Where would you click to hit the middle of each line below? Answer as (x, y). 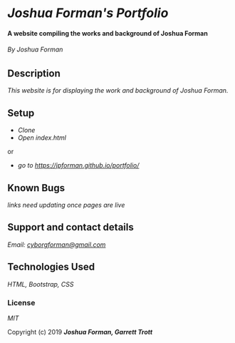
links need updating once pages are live (66, 205)
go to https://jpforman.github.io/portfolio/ (78, 165)
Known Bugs (36, 188)
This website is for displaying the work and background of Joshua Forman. (118, 91)
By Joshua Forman (35, 50)
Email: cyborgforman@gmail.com (57, 245)
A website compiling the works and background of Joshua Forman (108, 33)
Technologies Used (51, 267)
